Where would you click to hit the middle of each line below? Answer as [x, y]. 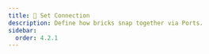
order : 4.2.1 [37, 38]
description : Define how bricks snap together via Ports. [106, 23]
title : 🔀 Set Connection [49, 15]
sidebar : [23, 30]
